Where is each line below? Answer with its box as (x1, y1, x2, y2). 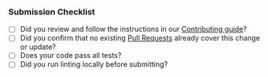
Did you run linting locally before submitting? (19, 60, 169, 69)
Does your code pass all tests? (19, 51, 122, 60)
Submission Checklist (8, 6, 95, 17)
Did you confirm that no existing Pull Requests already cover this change (19, 33, 261, 43)
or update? (19, 42, 56, 52)
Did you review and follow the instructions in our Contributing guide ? (19, 25, 247, 34)
